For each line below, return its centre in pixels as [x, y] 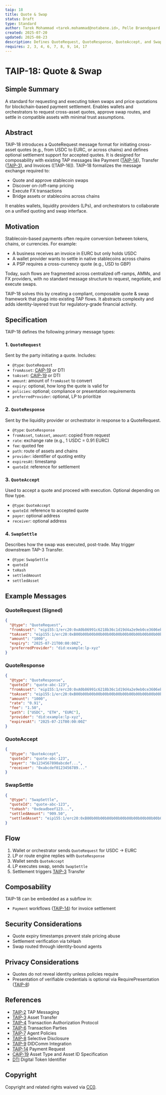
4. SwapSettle [21, 534]
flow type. [15, 495]
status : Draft [20, 19]
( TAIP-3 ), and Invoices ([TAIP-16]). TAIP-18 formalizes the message [73, 165]
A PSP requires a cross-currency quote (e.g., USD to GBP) [71, 264]
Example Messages [36, 596]
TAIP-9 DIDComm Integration [42, 1043]
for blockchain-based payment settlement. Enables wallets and [69, 107]
